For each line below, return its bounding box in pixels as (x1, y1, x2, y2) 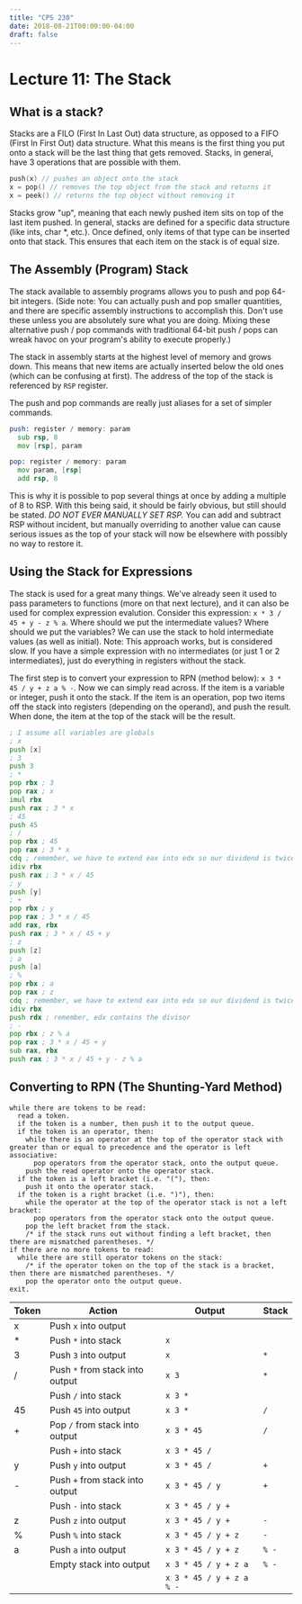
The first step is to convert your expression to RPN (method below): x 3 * (9, 672, 282, 683)
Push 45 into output (49, 1403, 131, 1416)
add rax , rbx (9, 921, 58, 930)
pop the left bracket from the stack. (25, 1221, 171, 1230)
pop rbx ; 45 (9, 837, 58, 846)
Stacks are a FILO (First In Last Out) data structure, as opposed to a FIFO (9, 128, 279, 140)
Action (88, 1304, 119, 1317)
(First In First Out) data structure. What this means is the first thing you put (9, 138, 285, 149)
